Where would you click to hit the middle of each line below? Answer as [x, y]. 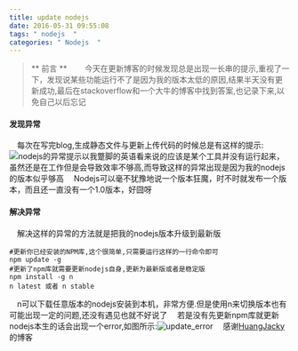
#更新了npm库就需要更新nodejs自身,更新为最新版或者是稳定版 [108, 269]
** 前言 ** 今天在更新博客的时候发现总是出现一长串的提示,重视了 [156, 68]
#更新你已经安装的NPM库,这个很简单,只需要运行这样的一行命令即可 [114, 251]
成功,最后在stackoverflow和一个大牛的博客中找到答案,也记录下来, [158, 91]
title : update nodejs [49, 17]
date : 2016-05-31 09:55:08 [59, 26]
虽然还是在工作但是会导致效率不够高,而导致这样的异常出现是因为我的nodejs [148, 168]
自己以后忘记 [62, 102]
